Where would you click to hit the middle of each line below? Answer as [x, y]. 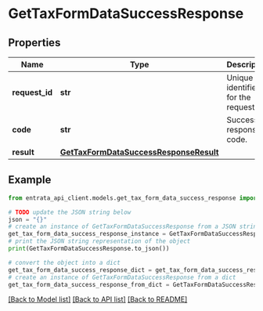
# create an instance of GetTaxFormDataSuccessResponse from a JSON [122, 227]
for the [239, 97]
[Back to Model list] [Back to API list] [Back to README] [98, 299]
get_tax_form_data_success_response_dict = [80, 270]
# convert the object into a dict [65, 262]
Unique [240, 78]
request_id [32, 92]
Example [30, 180]
